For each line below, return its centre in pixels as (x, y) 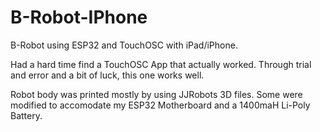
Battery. (26, 115)
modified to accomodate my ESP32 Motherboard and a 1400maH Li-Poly (160, 105)
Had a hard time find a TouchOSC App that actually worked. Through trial (161, 64)
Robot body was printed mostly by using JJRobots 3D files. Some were (156, 94)
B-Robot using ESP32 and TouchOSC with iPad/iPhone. (124, 45)
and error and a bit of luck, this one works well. (107, 75)
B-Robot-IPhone (79, 17)
